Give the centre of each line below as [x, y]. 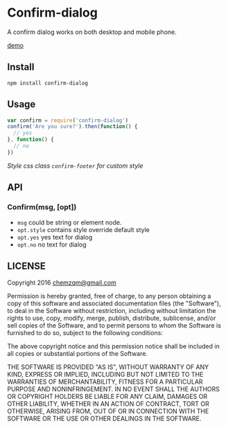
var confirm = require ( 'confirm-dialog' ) [68, 120]
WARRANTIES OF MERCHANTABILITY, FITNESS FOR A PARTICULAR [105, 382]
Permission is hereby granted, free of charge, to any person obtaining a [109, 296]
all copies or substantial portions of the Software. [77, 354]
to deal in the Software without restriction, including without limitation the [112, 311]
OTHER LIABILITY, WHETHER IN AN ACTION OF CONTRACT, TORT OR [108, 404]
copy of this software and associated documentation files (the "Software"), [114, 303]
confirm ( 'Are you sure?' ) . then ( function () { [72, 127]
